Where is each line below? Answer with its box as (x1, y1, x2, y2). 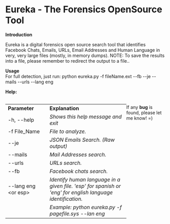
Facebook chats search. (49, 167, 108, 175)
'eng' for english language (49, 189, 113, 196)
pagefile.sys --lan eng (49, 210, 105, 217)
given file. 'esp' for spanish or (49, 182, 121, 190)
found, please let (126, 109, 162, 116)
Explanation (49, 104, 79, 111)
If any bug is (126, 104, 153, 110)
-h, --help (8, 116, 34, 123)
